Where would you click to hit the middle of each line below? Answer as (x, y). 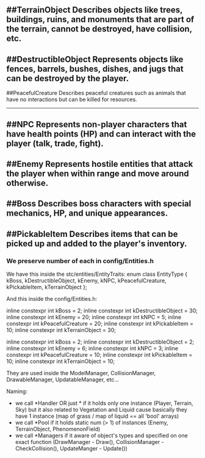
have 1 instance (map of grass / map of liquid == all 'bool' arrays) (97, 416)
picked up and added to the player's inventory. (97, 243)
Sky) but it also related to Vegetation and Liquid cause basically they (101, 410)
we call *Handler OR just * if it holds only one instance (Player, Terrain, (104, 403)
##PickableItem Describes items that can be (92, 234)
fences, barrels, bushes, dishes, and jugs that (95, 69)
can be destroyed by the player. (68, 78)
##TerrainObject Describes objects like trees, (95, 10)
